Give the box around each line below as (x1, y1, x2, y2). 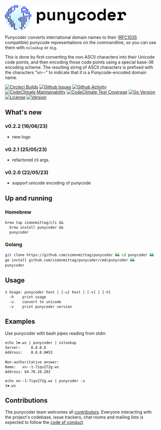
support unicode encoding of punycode (12, 180, 91, 186)
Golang (5, 241, 23, 247)
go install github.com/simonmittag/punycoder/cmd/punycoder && (5, 258, 135, 263)
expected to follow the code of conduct (5, 419, 83, 425)
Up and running (5, 194, 53, 202)
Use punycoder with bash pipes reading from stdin (5, 330, 106, 336)
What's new (5, 108, 42, 117)
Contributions (5, 396, 48, 404)
